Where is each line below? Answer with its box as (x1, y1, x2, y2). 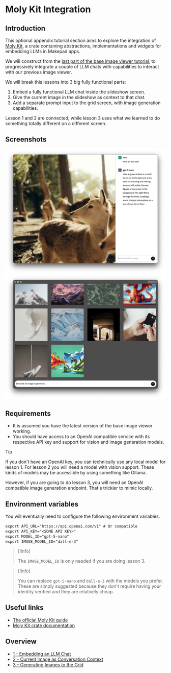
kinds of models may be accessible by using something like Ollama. (5, 470, 147, 476)
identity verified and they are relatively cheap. (17, 589, 115, 595)
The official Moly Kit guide (12, 617, 68, 623)
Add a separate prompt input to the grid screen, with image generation (12, 100, 161, 106)
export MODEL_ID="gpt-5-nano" (5, 534, 70, 539)
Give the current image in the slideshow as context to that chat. (12, 94, 146, 100)
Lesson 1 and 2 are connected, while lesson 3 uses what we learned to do (5, 115, 160, 121)
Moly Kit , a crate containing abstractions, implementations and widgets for (5, 43, 161, 49)
